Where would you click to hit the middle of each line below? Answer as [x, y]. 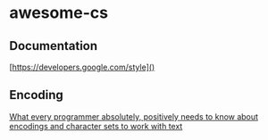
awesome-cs [59, 13]
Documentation [54, 46]
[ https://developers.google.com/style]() [82, 67]
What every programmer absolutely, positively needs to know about [134, 116]
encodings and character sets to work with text [96, 126]
